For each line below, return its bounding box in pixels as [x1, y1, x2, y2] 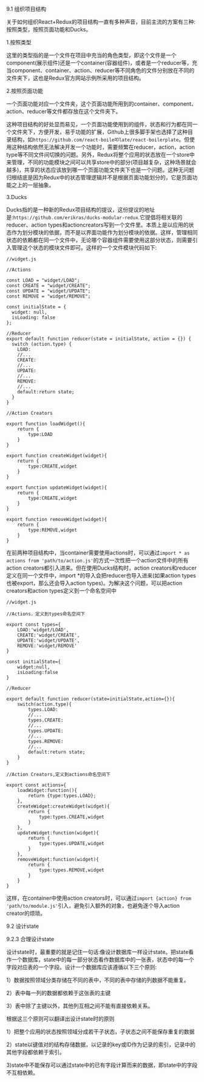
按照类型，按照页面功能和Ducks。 [6, 26, 92, 33]
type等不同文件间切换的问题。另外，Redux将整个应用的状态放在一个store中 [6, 151, 195, 158]
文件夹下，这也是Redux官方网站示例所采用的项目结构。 [6, 75, 144, 81]
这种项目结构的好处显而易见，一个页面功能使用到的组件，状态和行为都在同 [6, 121, 192, 128]
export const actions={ [6, 782, 67, 788]
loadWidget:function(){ [17, 788, 78, 794]
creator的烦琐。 [6, 910, 46, 917]
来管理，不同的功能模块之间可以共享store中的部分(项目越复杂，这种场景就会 [6, 158, 197, 166]
